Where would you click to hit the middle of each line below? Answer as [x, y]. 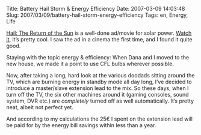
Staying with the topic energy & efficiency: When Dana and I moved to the [98, 57]
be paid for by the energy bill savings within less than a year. [81, 125]
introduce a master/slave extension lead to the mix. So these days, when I [97, 88]
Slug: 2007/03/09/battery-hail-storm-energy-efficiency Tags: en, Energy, [97, 15]
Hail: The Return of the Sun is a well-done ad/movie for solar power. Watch [99, 33]
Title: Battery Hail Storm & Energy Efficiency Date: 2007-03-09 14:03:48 [96, 9]
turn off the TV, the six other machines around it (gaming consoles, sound [97, 94]
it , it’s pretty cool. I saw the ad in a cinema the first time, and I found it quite [99, 39]
